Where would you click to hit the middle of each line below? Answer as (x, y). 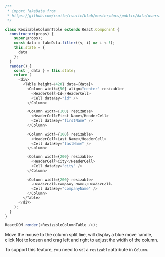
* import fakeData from (31, 11)
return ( (23, 75)
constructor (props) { (32, 34)
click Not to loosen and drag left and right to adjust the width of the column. (82, 240)
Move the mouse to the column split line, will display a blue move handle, (79, 234)
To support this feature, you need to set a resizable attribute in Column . (77, 249)
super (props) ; (28, 38)
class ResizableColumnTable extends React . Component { (62, 29)
